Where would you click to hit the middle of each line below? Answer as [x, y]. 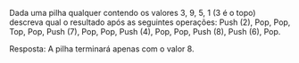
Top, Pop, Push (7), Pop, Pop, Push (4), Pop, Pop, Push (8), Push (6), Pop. [145, 31]
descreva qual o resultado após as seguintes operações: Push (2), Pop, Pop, [150, 22]
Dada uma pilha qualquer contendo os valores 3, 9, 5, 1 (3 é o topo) [133, 13]
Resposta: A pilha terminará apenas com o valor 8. [102, 49]
